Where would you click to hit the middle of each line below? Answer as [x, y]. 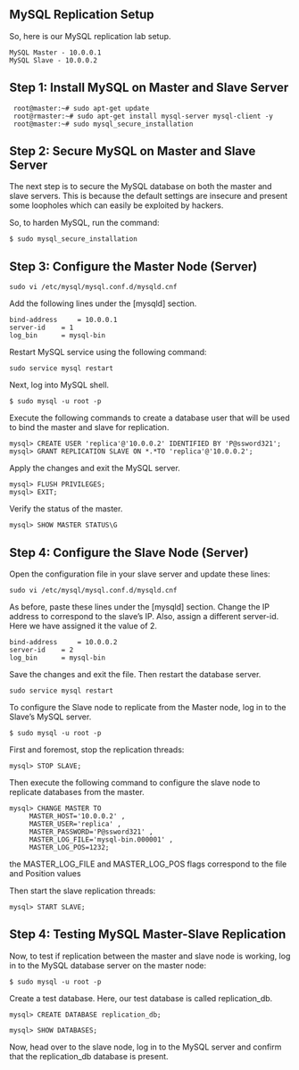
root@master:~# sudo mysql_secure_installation [103, 124]
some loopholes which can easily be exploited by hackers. [116, 205]
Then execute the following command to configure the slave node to [135, 783]
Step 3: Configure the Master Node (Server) [133, 266]
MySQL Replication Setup [82, 15]
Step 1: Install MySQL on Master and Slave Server [149, 88]
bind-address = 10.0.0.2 [63, 643]
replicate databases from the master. [77, 792]
